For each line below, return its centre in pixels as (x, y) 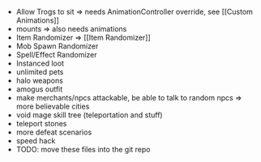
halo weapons (39, 81)
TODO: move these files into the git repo (83, 149)
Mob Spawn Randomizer (57, 46)
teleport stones (41, 124)
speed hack (36, 141)
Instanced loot (40, 63)
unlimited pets (40, 72)
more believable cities (53, 106)
